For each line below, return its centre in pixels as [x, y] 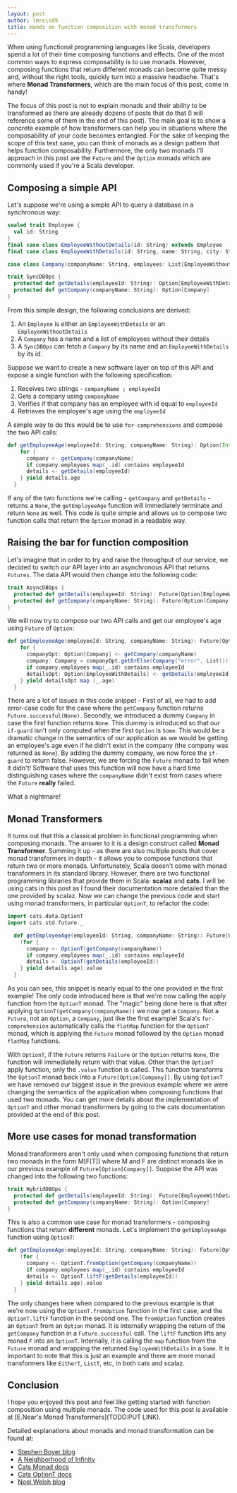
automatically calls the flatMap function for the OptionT [130, 1026]
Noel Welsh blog [41, 1482]
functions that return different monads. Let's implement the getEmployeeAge [117, 1230]
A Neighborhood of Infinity [56, 1459]
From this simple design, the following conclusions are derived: [99, 310]
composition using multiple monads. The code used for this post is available [118, 1410]
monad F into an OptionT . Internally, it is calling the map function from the [112, 1341]
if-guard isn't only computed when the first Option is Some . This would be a [116, 730]
